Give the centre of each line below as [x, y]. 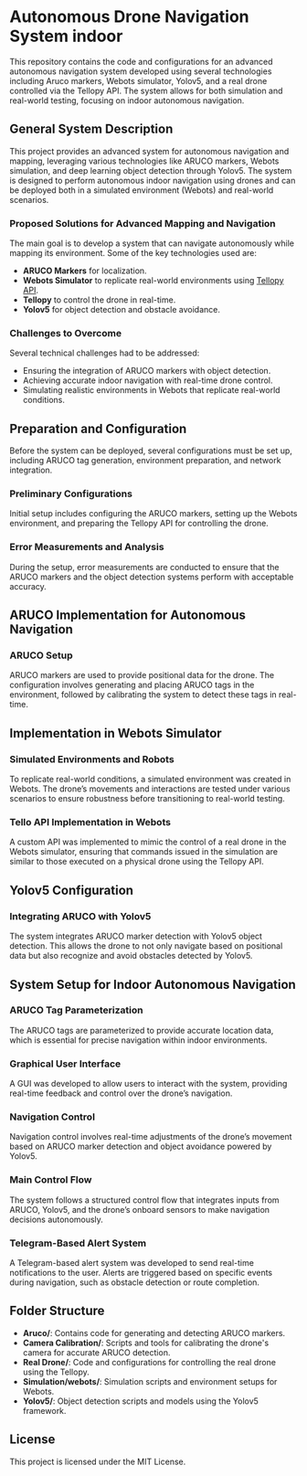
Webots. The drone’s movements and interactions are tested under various [150, 789]
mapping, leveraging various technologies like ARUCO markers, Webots [144, 161]
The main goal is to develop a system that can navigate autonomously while [152, 243]
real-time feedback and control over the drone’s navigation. [121, 1093]
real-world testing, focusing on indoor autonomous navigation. [127, 100]
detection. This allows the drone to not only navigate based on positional [146, 946]
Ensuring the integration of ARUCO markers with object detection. [147, 371]
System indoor [66, 36]
